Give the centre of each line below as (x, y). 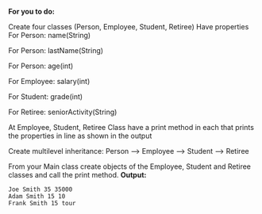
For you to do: (32, 11)
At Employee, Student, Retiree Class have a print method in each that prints (131, 127)
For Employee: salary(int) (49, 81)
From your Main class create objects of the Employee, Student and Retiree (130, 166)
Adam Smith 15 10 (37, 197)
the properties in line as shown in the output (80, 136)
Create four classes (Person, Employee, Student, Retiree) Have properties (129, 27)
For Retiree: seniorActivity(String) (63, 112)
